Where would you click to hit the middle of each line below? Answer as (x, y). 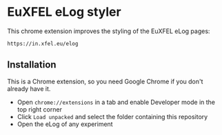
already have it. (29, 89)
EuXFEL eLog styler (64, 12)
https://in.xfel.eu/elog (43, 43)
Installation (32, 65)
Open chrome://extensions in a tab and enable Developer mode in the (116, 102)
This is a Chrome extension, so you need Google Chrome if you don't (105, 81)
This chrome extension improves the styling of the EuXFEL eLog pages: (109, 31)
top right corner (39, 109)
